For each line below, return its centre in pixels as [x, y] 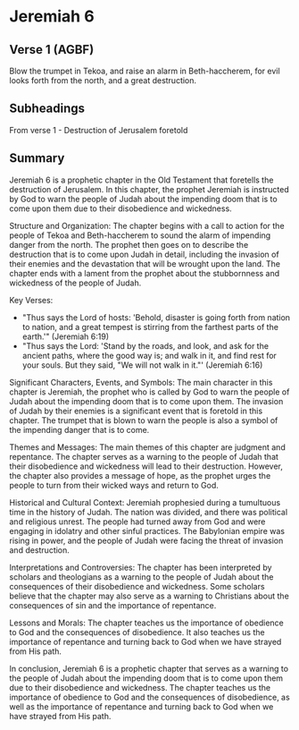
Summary [37, 158]
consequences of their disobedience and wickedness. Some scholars [137, 586]
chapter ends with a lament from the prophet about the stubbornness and [145, 273]
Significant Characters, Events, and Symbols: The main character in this [141, 382]
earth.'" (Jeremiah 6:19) [66, 336]
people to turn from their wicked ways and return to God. [114, 485]
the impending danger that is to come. [79, 429]
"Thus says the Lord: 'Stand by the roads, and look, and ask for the [145, 345]
